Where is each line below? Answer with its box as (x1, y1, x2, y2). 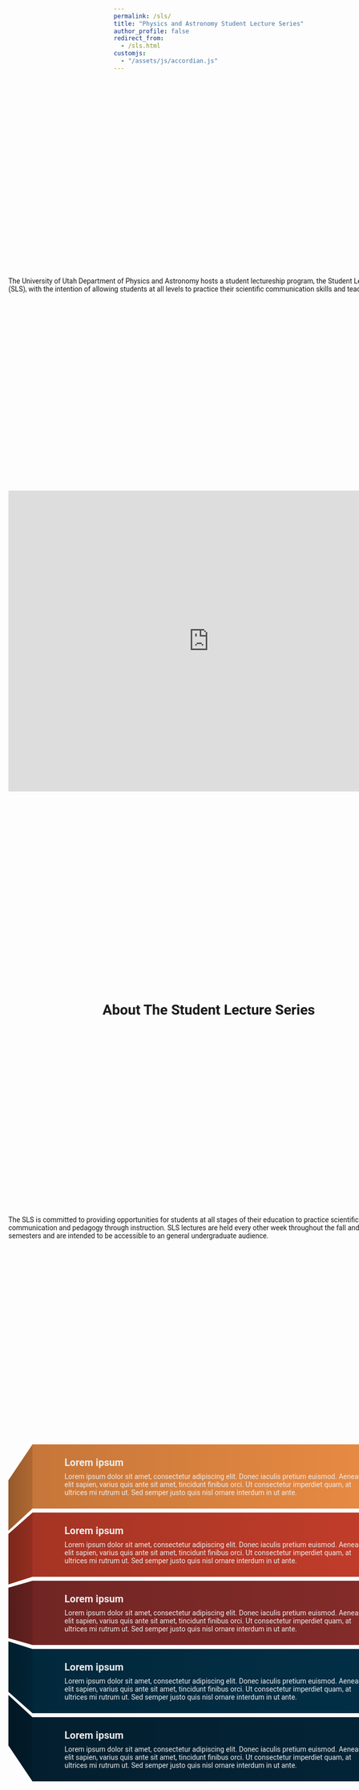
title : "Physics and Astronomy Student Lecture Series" (113, 19, 305, 27)
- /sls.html (120, 42, 161, 51)
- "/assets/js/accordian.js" (120, 57, 218, 65)
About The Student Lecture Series (103, 1001, 315, 1018)
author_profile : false (113, 27, 190, 35)
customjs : (113, 50, 147, 58)
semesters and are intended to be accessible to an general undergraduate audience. (8, 1232, 269, 1240)
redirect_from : (113, 35, 164, 43)
